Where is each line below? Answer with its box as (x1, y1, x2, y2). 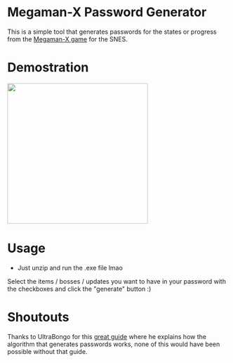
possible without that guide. (7, 347, 88, 355)
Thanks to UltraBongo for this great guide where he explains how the (7, 332, 207, 341)
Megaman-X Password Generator (7, 4, 207, 20)
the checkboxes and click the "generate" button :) (7, 284, 152, 293)
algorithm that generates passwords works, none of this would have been (7, 340, 220, 348)
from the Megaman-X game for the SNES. (7, 34, 128, 43)
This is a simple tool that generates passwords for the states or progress (7, 27, 217, 36)
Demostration (7, 60, 89, 76)
